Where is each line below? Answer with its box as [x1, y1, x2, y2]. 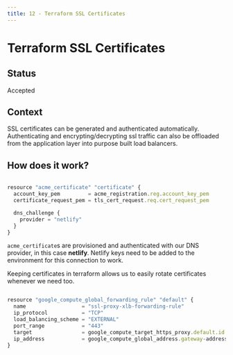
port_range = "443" [13, 322, 104, 329]
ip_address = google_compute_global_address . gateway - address [13, 335, 228, 342]
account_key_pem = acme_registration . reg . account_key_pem [13, 190, 209, 198]
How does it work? [7, 159, 89, 171]
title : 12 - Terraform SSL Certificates [7, 10, 126, 17]
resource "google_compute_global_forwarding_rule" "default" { [7, 297, 194, 304]
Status [7, 67, 37, 80]
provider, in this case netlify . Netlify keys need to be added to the [7, 249, 196, 257]
